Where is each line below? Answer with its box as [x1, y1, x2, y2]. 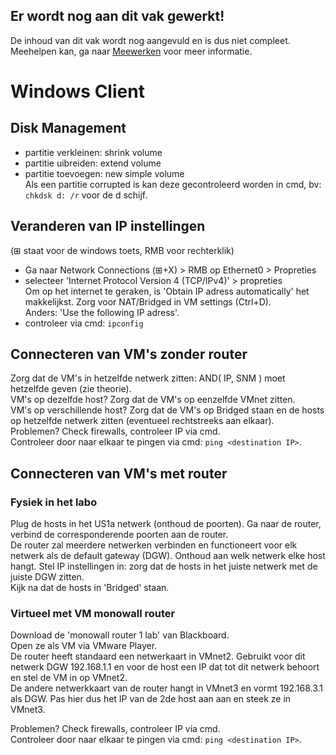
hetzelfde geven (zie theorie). [10, 383, 132, 395]
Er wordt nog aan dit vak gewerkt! [10, 8, 225, 25]
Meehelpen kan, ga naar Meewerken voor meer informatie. [10, 45, 253, 57]
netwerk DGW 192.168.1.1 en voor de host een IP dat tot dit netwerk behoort [10, 661, 320, 673]
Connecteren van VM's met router [10, 465, 228, 482]
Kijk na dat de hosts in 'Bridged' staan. [10, 582, 170, 594]
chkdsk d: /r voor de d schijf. [24, 189, 148, 201]
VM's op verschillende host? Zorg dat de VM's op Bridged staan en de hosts [10, 404, 325, 416]
